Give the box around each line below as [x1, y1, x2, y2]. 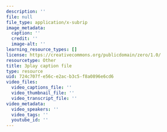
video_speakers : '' [11, 106, 59, 112]
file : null [6, 14, 33, 20]
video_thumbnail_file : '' [11, 90, 75, 96]
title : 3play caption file [6, 62, 72, 69]
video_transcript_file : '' [11, 95, 77, 101]
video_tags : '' [11, 112, 49, 117]
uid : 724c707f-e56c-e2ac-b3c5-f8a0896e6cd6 [6, 74, 114, 79]
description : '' [6, 8, 46, 15]
